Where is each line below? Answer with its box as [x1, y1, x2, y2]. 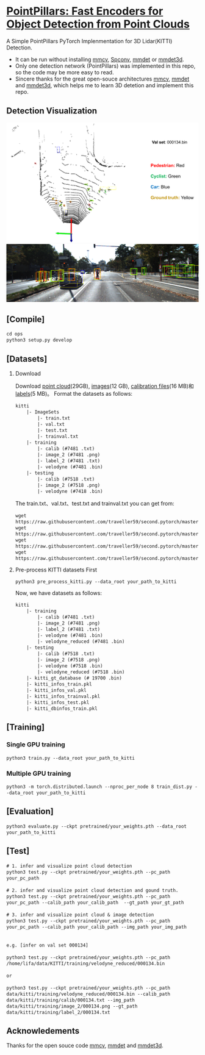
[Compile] [6, 314, 45, 324]
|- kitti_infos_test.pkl [26, 699, 90, 706]
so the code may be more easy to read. [15, 68, 114, 76]
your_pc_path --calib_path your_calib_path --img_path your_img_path [6, 924, 187, 930]
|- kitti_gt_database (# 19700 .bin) [26, 675, 122, 681]
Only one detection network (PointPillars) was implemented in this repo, [15, 62, 196, 70]
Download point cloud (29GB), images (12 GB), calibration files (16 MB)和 [15, 382, 194, 390]
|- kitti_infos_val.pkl [26, 687, 87, 693]
